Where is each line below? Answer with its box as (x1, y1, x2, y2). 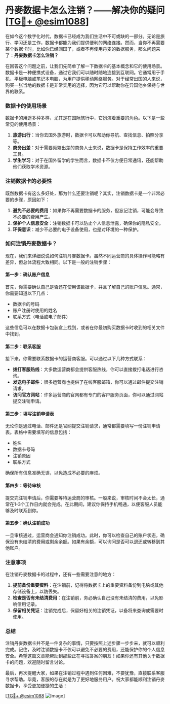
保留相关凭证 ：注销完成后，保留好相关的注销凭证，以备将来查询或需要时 (12, 608, 163, 614)
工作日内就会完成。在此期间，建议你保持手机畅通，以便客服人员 (25, 501, 158, 507)
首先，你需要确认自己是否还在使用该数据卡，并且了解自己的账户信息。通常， (5, 284, 165, 290)
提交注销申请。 (12, 398, 44, 404)
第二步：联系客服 (5, 343, 41, 349)
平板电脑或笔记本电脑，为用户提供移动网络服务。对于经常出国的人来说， (14, 76, 165, 82)
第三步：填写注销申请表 (5, 411, 54, 417)
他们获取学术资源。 (12, 163, 53, 170)
